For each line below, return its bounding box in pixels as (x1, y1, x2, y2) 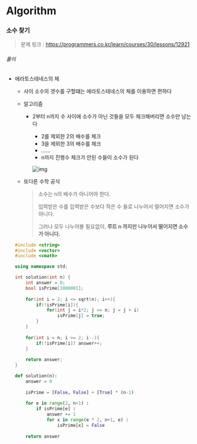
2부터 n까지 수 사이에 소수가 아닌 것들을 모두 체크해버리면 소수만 (32, 112, 180, 119)
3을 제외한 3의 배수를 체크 (41, 140, 101, 147)
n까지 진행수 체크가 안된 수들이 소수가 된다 (41, 154, 139, 161)
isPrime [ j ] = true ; (57, 313, 105, 319)
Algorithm (6, 4, 57, 18)
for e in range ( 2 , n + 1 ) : (25, 400, 90, 406)
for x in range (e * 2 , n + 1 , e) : (46, 417, 129, 423)
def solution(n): (14, 373, 58, 379)
